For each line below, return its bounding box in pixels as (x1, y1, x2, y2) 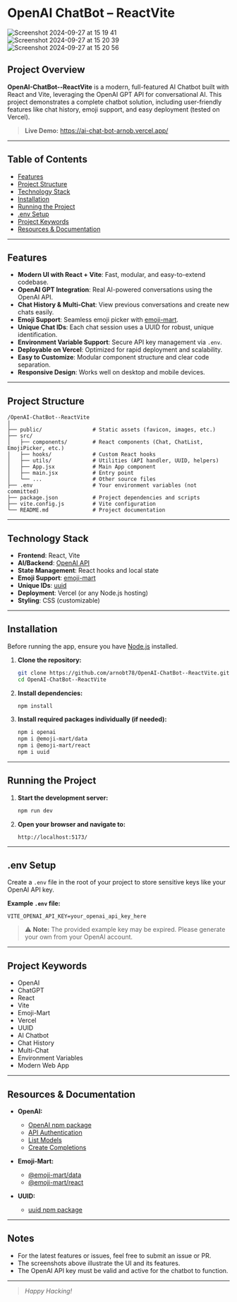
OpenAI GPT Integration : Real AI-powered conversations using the (17, 285, 213, 294)
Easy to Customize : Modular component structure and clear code (17, 353, 209, 362)
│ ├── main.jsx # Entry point (7, 470, 134, 477)
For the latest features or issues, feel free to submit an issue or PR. (17, 1251, 212, 1260)
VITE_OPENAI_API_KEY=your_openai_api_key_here (7, 913, 147, 920)
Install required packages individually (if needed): (17, 715, 167, 723)
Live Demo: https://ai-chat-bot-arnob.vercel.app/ (24, 126, 169, 135)
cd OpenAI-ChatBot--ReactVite (17, 676, 107, 683)
